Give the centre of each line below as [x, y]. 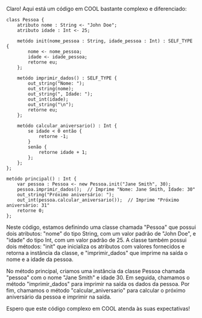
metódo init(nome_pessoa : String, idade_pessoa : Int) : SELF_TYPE [105, 41]
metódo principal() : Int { [42, 179]
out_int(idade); [48, 99]
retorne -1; [53, 136]
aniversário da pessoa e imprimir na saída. [59, 297]
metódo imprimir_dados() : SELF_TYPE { [67, 78]
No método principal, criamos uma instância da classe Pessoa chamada [96, 271]
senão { [37, 147]
